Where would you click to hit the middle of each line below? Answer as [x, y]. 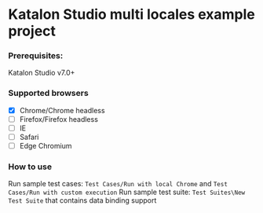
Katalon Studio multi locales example [131, 15]
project [32, 31]
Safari [29, 137]
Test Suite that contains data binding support [82, 200]
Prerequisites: [36, 56]
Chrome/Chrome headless [62, 110]
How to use [30, 167]
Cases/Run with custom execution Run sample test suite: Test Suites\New [127, 192]
